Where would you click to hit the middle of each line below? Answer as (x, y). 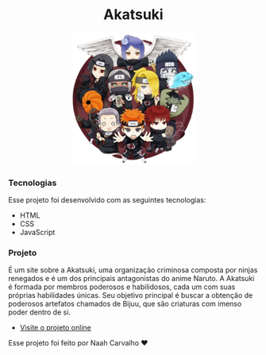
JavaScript (37, 232)
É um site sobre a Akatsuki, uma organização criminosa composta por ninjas (133, 270)
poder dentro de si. (40, 312)
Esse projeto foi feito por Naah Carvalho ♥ (78, 343)
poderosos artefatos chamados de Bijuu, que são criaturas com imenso (125, 304)
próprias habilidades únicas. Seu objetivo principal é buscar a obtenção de (131, 295)
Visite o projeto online (55, 328)
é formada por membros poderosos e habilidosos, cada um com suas (122, 287)
